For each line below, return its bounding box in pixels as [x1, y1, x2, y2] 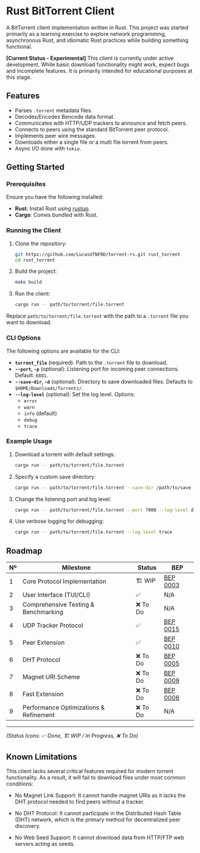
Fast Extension [23, 690, 64, 698]
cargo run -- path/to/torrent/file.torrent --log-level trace [14, 529, 173, 535]
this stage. [6, 73, 32, 81]
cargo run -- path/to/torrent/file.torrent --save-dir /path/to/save [14, 485, 192, 491]
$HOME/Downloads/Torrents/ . [14, 384, 83, 392]
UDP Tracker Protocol [23, 621, 83, 630]
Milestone [61, 563, 91, 572]
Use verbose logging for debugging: [14, 518, 104, 525]
